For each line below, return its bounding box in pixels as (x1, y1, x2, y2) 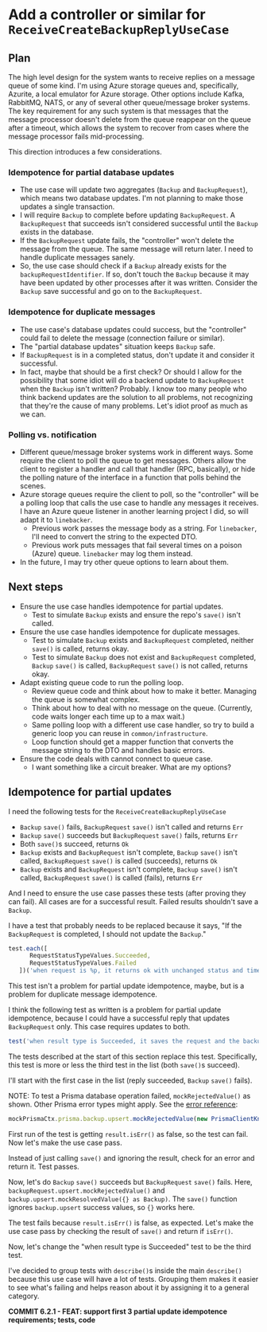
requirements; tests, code (8, 1314, 96, 1324)
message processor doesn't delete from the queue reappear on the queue (8, 115, 252, 124)
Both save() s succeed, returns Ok (19, 839, 130, 848)
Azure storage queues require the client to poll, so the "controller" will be (19, 489, 259, 499)
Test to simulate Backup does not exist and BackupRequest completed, (31, 652, 257, 662)
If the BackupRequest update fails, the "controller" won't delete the (19, 236, 234, 245)
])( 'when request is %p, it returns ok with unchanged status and (18, 966, 244, 975)
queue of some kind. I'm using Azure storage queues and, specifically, (8, 81, 239, 90)
